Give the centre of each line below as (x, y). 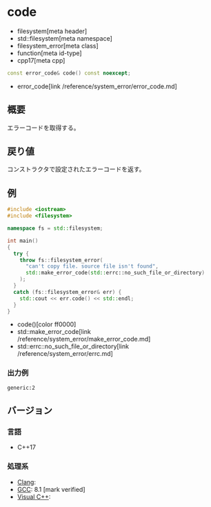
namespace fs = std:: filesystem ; (55, 228)
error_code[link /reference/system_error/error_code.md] (97, 86)
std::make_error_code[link (54, 332)
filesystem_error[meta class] (58, 46)
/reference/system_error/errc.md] (65, 354)
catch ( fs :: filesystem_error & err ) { (68, 292)
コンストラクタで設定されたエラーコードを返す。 (76, 169)
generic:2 (21, 388)
